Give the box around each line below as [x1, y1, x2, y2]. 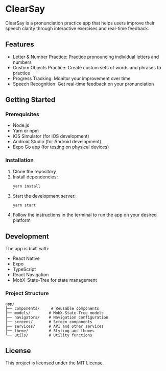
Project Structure [5, 290, 49, 297]
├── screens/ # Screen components [5, 319, 93, 324]
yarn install [12, 183, 41, 189]
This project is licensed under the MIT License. [5, 360, 104, 366]
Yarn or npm [12, 128, 39, 134]
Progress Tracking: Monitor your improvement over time [12, 75, 131, 82]
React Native [12, 255, 40, 261]
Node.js [12, 122, 30, 128]
